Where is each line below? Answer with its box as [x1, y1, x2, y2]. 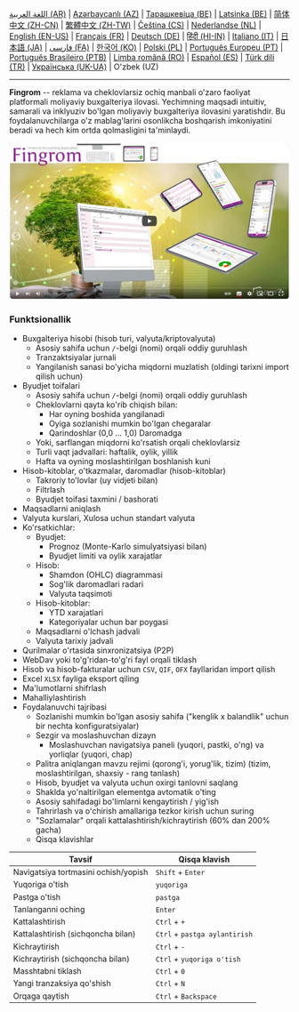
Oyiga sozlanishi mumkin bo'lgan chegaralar [48, 418, 212, 430]
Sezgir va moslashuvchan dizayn [35, 730, 157, 741]
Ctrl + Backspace [155, 991, 217, 1001]
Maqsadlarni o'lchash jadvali [35, 626, 141, 637]
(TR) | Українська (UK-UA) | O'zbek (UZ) [9, 61, 159, 72]
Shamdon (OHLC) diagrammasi [48, 569, 163, 581]
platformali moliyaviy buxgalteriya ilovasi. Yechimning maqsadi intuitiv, [9, 97, 267, 107]
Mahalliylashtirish [21, 693, 86, 703]
